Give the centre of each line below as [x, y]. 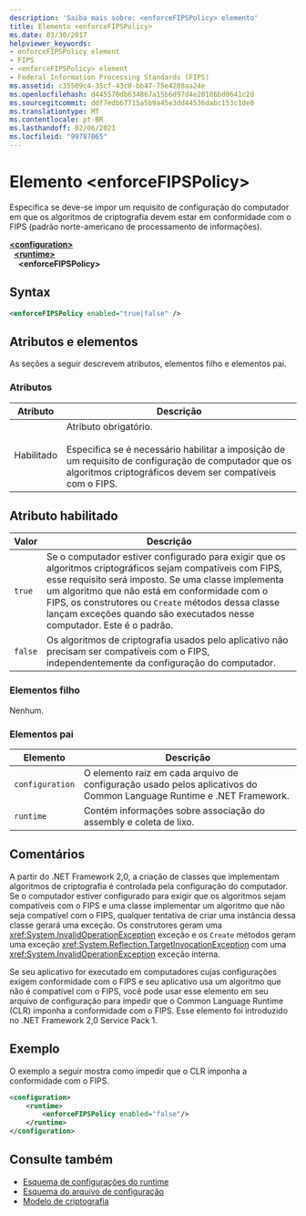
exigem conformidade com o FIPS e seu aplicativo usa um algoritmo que [145, 981]
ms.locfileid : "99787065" [58, 137]
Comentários [47, 854]
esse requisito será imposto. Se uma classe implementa [165, 580]
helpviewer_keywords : [51, 43]
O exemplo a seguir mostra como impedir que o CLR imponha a [128, 1071]
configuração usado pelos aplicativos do [170, 784]
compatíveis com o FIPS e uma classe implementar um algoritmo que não [147, 906]
